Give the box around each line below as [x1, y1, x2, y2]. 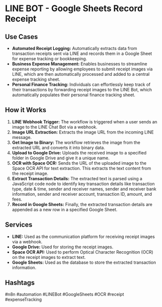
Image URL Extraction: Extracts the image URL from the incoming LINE [12, 129, 154, 135]
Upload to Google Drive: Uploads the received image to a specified [12, 150, 147, 155]
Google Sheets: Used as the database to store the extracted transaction [12, 259, 156, 265]
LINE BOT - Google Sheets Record [5, 3, 143, 14]
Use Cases [5, 33, 38, 41]
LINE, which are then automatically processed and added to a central [12, 71, 150, 77]
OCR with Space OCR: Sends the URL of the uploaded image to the [12, 160, 147, 166]
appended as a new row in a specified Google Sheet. [12, 206, 118, 212]
